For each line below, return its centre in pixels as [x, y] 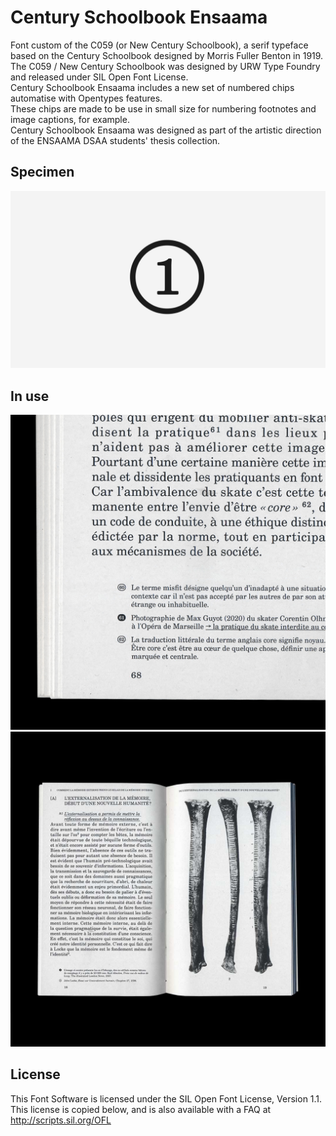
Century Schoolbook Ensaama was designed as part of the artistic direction [166, 130]
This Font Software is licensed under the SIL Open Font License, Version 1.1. [166, 1098]
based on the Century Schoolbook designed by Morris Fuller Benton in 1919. [167, 55]
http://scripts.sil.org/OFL [61, 1120]
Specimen [42, 172]
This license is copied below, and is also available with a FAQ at [141, 1109]
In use [30, 396]
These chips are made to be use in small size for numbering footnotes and [163, 108]
